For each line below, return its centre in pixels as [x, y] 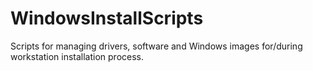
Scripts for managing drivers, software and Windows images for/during [156, 46]
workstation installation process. [77, 56]
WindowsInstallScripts [107, 18]
